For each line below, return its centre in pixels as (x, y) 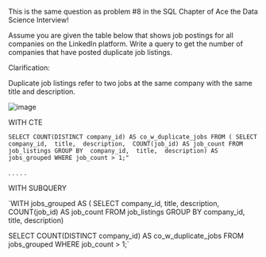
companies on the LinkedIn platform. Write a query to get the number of (126, 44)
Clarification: (29, 68)
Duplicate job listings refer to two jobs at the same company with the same (130, 83)
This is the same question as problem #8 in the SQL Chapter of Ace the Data (133, 12)
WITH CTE (25, 122)
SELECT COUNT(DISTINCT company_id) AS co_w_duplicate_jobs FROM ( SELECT (133, 137)
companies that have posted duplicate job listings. (91, 52)
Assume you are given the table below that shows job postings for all (121, 35)
